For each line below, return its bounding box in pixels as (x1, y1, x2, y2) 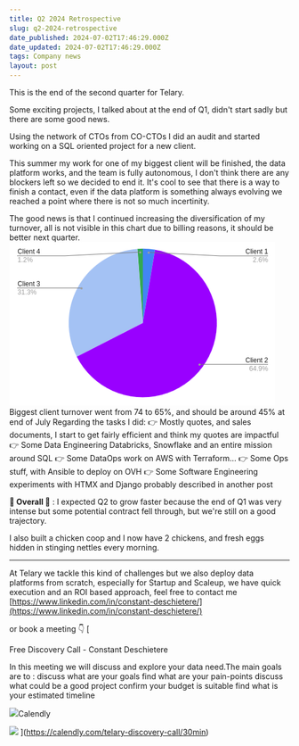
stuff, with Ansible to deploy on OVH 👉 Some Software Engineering (9, 467, 258, 477)
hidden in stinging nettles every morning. (9, 543, 160, 552)
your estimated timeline (9, 690, 95, 700)
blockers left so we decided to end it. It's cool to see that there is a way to (9, 177, 280, 187)
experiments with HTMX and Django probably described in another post (9, 479, 273, 490)
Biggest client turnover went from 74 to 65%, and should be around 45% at (9, 407, 286, 417)
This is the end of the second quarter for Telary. (9, 87, 185, 97)
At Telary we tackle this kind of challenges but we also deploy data (9, 568, 255, 578)
